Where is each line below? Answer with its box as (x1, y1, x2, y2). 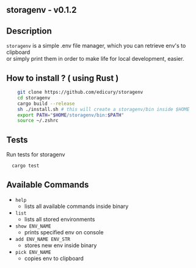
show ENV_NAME (15, 223, 51, 229)
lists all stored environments (24, 215, 95, 223)
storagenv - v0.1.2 (6, 5, 77, 15)
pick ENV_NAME (15, 249, 51, 255)
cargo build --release (17, 101, 75, 107)
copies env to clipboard (24, 255, 84, 262)
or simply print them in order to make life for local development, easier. (6, 55, 184, 63)
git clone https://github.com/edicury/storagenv (17, 89, 143, 96)
